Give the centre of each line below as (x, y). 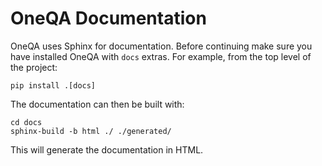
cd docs (26, 122)
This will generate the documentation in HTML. (107, 149)
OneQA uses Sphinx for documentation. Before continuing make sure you (161, 46)
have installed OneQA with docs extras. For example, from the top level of (161, 56)
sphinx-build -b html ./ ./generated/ (91, 131)
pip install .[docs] (53, 85)
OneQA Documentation (108, 18)
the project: (34, 67)
